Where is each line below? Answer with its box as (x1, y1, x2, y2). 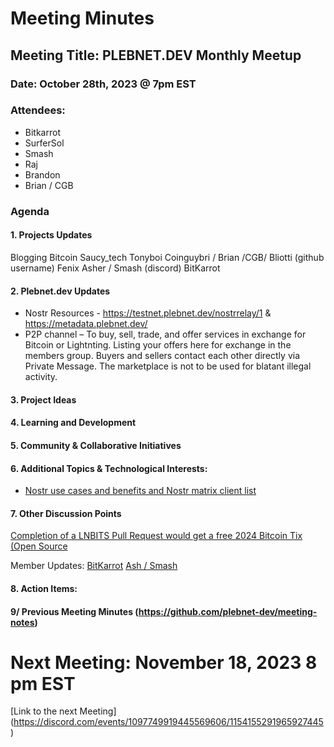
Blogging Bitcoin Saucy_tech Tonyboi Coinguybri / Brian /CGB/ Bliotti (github (10, 251, 325, 263)
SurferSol (24, 137, 65, 149)
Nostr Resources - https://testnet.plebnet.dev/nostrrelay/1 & (24, 307, 272, 319)
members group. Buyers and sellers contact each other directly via (24, 350, 300, 362)
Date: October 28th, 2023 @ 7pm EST (10, 77, 197, 91)
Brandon (24, 168, 61, 181)
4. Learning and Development (10, 417, 137, 429)
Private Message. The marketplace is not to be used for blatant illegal (24, 360, 312, 372)
